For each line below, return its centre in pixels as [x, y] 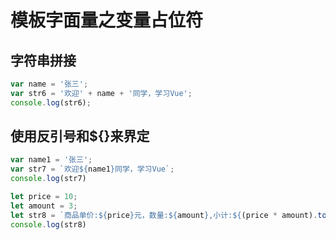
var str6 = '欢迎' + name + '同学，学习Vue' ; [101, 93]
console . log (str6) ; [51, 102]
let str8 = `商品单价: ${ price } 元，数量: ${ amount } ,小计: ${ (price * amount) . [164, 215]
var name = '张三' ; [49, 84]
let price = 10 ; [44, 197]
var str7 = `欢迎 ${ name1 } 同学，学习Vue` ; [92, 169]
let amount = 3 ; [44, 206]
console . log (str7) [48, 179]
